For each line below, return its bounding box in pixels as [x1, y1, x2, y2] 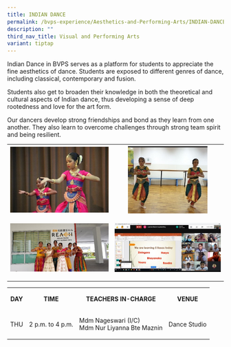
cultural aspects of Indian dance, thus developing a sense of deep [7, 95, 195, 103]
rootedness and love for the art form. [7, 103, 112, 111]
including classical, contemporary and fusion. [7, 74, 136, 83]
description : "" [7, 25, 54, 32]
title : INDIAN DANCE [7, 11, 67, 18]
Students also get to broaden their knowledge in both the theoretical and [7, 88, 213, 96]
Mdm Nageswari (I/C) [78, 317, 141, 325]
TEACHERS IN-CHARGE [85, 295, 156, 303]
